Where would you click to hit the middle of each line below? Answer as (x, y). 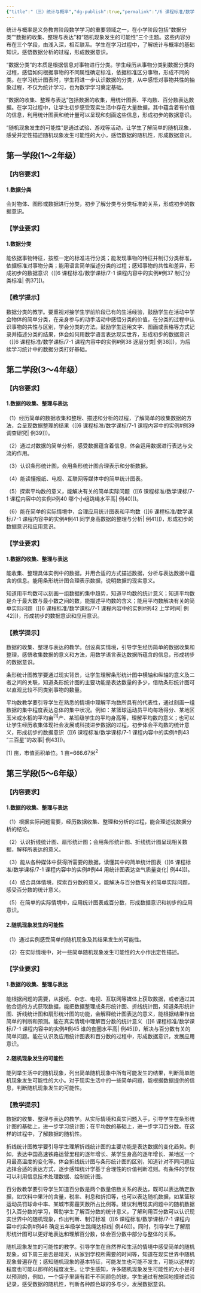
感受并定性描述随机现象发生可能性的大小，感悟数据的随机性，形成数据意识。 (100, 135)
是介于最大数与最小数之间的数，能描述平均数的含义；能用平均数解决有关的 (98, 601)
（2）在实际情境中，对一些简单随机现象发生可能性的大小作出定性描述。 (94, 952)
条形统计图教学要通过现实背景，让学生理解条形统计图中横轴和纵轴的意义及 (98, 675)
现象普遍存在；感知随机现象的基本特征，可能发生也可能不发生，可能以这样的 (100, 1262)
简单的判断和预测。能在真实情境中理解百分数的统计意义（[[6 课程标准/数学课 (100, 1021)
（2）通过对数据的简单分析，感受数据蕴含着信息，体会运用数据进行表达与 (97, 446)
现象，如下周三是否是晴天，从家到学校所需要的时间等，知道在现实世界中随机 (100, 1254)
